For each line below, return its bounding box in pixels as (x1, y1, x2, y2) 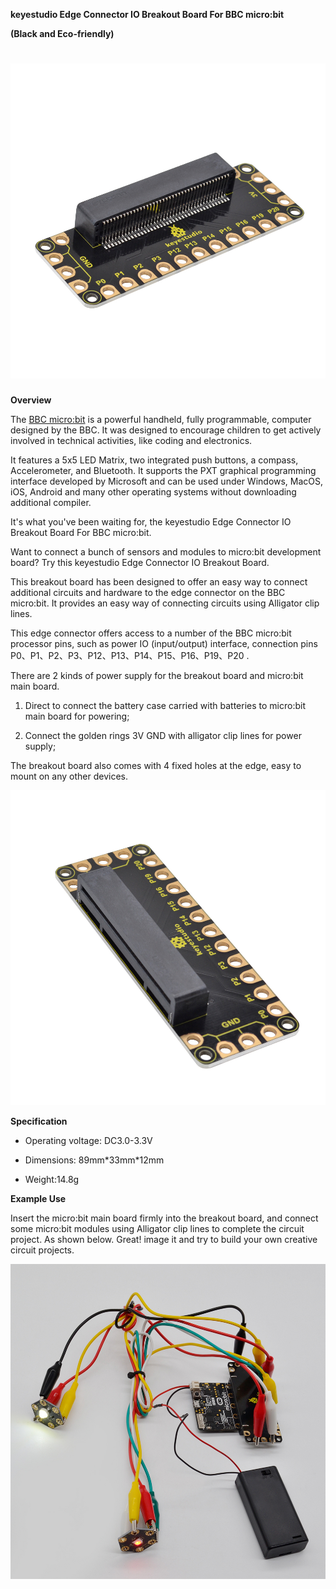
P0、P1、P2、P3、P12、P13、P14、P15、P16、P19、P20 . (10, 649, 250, 661)
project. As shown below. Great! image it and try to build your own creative (10, 1233, 318, 1245)
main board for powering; (24, 710, 130, 722)
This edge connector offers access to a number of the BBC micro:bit (10, 627, 292, 639)
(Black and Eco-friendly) (10, 28, 115, 39)
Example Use (10, 1192, 67, 1204)
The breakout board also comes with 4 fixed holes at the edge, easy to (10, 759, 302, 771)
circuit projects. (10, 1244, 75, 1256)
